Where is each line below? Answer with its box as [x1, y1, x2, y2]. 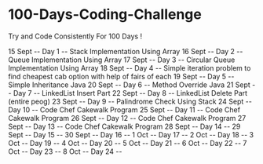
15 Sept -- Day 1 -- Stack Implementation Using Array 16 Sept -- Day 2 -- [8, 46, 243, 56]
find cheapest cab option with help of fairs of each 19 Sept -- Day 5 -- [8, 71, 235, 81]
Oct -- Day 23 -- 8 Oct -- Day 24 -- [8, 147, 122, 156]
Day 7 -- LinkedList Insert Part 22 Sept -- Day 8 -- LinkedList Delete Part [13, 88, 248, 97]
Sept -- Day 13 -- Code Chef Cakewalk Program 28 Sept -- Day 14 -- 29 [8, 122, 241, 131]
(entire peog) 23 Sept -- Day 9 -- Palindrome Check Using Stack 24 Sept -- [8, 97, 253, 106]
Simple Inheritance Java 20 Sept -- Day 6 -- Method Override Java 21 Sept [8, 80, 251, 89]
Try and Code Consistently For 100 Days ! [8, 31, 143, 41]
